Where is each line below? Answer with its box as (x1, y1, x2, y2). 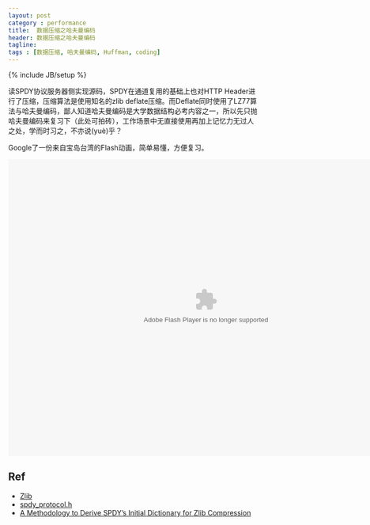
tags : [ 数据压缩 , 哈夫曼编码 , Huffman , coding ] (8, 48, 160, 56)
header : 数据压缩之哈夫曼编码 (8, 33, 96, 42)
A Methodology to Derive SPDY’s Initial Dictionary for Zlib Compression (19, 508, 251, 517)
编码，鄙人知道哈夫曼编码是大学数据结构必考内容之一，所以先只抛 (42, 106, 258, 116)
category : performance (8, 19, 87, 27)
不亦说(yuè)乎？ (70, 126, 123, 135)
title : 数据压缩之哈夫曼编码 (8, 26, 96, 34)
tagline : (8, 41, 37, 49)
